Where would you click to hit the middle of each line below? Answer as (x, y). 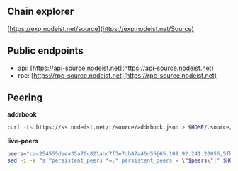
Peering (25, 98)
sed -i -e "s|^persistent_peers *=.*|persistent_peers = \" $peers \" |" (114, 161)
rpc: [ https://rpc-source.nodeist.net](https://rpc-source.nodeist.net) (117, 75)
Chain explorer (41, 12)
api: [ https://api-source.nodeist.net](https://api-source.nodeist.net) (115, 68)
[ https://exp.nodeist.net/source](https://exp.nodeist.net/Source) (101, 28)
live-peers (23, 141)
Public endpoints (45, 51)
